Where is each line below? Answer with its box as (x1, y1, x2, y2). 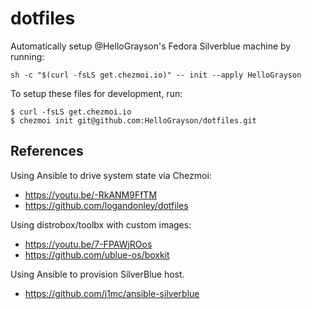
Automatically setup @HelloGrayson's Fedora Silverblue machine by (10, 40, 292, 52)
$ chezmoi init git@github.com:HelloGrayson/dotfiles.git (10, 115, 257, 126)
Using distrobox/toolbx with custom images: (10, 218, 192, 231)
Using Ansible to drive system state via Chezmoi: (10, 169, 212, 181)
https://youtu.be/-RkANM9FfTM (24, 188, 158, 201)
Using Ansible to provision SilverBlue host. (10, 268, 185, 280)
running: (10, 50, 45, 62)
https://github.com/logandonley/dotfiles (24, 199, 189, 211)
